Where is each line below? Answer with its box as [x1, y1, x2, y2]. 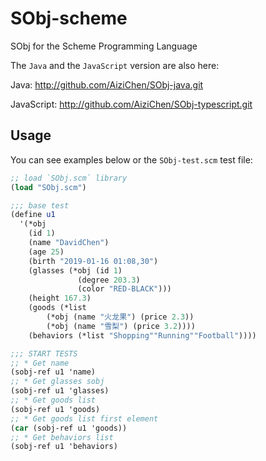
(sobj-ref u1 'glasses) [10, 386, 110, 396]
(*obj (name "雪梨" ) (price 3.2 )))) [46, 321, 196, 331]
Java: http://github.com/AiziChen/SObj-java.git [10, 78, 204, 91]
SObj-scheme [10, 7, 128, 30]
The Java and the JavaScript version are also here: [10, 59, 220, 71]
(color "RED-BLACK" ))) [77, 284, 172, 294]
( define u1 [10, 210, 56, 220]
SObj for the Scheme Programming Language [10, 40, 198, 52]
